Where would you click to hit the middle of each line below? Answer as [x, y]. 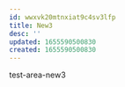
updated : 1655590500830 [53, 42]
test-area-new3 [37, 75]
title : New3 [31, 25]
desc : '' [25, 33]
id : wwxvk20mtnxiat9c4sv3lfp [62, 17]
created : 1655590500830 [53, 50]
